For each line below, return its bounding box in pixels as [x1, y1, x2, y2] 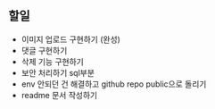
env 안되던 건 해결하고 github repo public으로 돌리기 [21, 79, 207, 89]
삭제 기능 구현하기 [21, 56, 84, 67]
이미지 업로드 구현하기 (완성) [21, 34, 121, 45]
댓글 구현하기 [21, 45, 68, 55]
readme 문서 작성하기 [21, 89, 98, 100]
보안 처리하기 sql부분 [21, 67, 95, 78]
